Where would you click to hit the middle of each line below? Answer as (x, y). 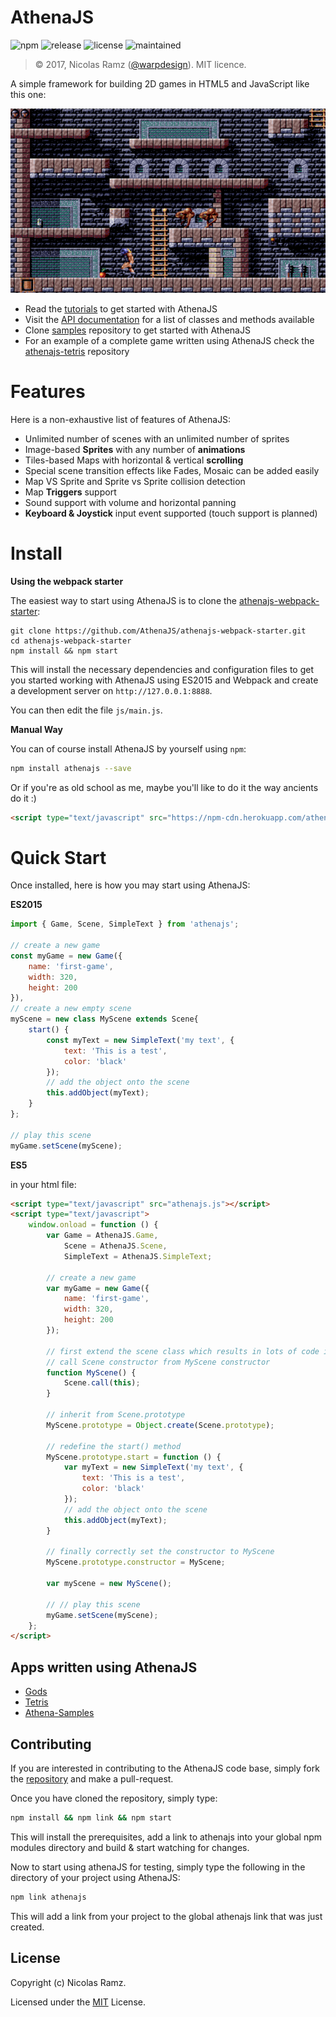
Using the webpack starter (67, 581)
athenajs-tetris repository (77, 351)
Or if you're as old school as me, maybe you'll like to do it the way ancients (164, 787)
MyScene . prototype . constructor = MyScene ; (136, 1562)
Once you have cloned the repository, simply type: (114, 1798)
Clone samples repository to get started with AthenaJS (137, 330)
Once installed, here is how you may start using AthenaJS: (130, 885)
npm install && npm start (64, 651)
